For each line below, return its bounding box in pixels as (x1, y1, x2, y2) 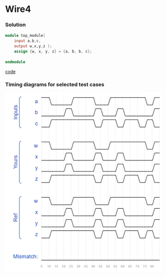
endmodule (5, 59, 26, 64)
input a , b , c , (14, 38, 41, 43)
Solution (5, 21, 26, 28)
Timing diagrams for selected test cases (5, 81, 104, 88)
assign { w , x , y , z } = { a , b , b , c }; (14, 49, 92, 54)
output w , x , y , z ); (14, 44, 52, 49)
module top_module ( (5, 33, 46, 38)
